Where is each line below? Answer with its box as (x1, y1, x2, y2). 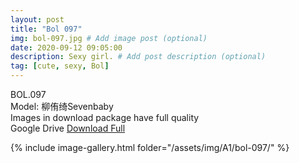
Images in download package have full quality (10, 112, 200, 123)
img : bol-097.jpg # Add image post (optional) (10, 33, 208, 43)
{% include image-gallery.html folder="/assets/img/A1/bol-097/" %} (10, 142, 290, 153)
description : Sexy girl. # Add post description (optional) (10, 52, 267, 62)
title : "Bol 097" (10, 24, 83, 34)
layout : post (10, 14, 65, 25)
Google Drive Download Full (10, 122, 126, 134)
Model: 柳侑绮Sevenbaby (10, 101, 114, 112)
